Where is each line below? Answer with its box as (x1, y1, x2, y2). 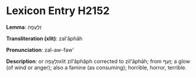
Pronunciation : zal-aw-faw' (6, 46, 75, 53)
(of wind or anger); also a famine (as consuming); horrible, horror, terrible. (6, 63, 187, 71)
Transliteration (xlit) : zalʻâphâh (6, 35, 83, 42)
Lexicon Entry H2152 (6, 4, 110, 18)
